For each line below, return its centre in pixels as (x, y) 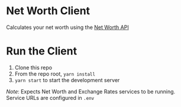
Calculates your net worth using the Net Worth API (67, 27)
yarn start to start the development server (67, 80)
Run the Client (42, 51)
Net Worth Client (48, 11)
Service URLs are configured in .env (50, 98)
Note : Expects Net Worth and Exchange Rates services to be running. (91, 91)
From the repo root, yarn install (55, 74)
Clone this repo (33, 67)
